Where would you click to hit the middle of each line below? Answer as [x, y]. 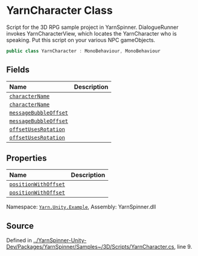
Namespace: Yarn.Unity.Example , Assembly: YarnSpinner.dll [81, 207]
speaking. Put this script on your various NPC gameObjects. [81, 40]
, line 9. [183, 247]
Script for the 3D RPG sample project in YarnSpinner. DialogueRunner [93, 27]
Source [20, 226]
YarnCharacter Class [59, 11]
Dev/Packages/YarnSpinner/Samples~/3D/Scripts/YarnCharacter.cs [90, 247]
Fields [18, 70]
